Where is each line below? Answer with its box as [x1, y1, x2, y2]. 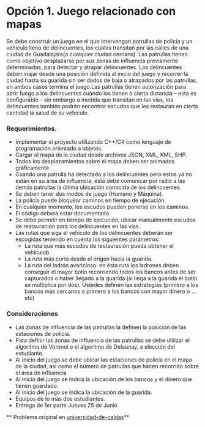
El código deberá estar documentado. [15, 210, 111, 217]
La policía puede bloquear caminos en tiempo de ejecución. [15, 197, 166, 204]
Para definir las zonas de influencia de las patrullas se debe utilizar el [15, 336, 190, 344]
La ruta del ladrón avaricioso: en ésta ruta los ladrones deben [24, 262, 179, 269]
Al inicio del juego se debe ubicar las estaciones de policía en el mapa [15, 356, 193, 363]
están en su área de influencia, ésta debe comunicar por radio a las [15, 177, 185, 185]
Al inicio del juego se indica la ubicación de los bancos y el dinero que [15, 375, 193, 383]
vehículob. [24, 249, 51, 256]
